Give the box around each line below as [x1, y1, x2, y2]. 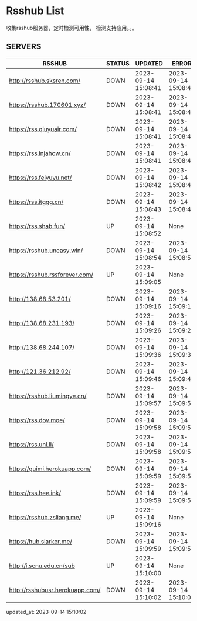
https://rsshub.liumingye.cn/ [9, 392, 87, 400]
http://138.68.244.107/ [9, 343, 75, 351]
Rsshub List [6, 4, 64, 18]
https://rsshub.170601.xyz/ [9, 101, 86, 109]
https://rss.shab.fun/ [9, 222, 66, 230]
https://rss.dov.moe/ [9, 416, 66, 424]
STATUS [106, 59, 130, 67]
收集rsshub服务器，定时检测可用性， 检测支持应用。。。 [6, 24, 138, 31]
